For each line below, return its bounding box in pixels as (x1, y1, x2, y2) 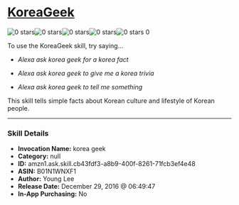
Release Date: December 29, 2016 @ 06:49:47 (17, 182, 156, 191)
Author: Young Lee (17, 174, 75, 183)
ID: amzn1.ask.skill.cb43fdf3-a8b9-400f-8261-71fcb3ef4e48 (17, 160, 196, 168)
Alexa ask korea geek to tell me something (17, 82, 143, 91)
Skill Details (7, 128, 49, 138)
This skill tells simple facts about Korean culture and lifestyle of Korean (7, 96, 216, 105)
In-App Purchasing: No (17, 189, 87, 199)
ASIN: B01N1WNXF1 (17, 167, 77, 176)
